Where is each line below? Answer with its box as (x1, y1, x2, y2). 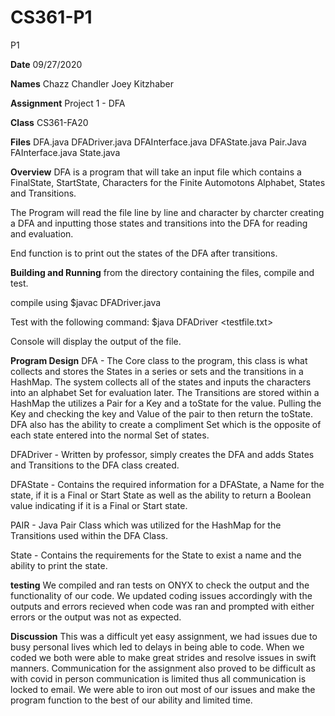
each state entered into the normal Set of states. (10, 429, 210, 441)
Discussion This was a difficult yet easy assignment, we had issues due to (10, 630, 318, 642)
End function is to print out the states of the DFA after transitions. (10, 247, 278, 259)
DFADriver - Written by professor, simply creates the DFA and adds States (10, 448, 315, 460)
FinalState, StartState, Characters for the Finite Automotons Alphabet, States (10, 176, 326, 188)
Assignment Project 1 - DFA (10, 97, 126, 109)
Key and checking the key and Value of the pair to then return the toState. (10, 407, 314, 420)
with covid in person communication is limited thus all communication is (10, 672, 307, 685)
